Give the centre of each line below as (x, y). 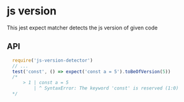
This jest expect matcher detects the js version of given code (82, 28)
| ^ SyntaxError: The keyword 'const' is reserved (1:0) (106, 88)
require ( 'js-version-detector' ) (53, 60)
